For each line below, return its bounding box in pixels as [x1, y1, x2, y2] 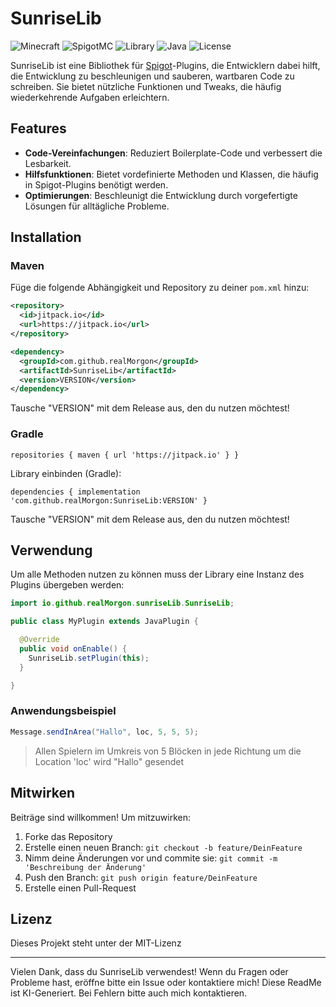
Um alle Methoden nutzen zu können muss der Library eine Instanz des [10, 568, 305, 581]
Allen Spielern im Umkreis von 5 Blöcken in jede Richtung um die [34, 745, 302, 757]
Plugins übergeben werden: [10, 579, 125, 591]
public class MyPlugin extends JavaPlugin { [10, 617, 199, 627]
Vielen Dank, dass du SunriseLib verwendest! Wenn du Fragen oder [10, 966, 289, 978]
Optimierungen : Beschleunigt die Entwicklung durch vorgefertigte [24, 189, 298, 201]
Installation [10, 229, 82, 246]
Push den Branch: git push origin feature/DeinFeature [24, 871, 258, 883]
